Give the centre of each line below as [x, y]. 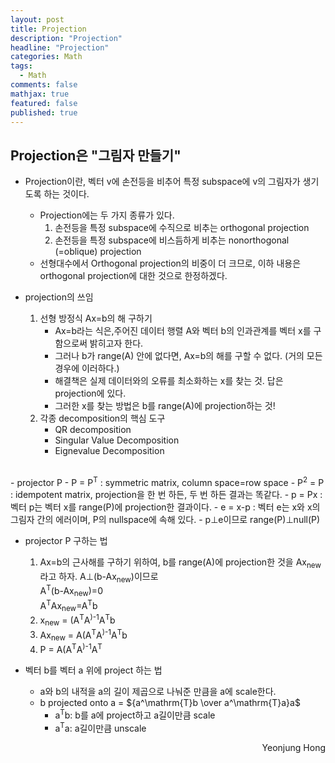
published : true [44, 112]
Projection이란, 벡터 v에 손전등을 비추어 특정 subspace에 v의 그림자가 [162, 182]
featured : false [44, 103]
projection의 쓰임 [59, 297]
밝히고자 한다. [116, 343]
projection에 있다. [90, 393]
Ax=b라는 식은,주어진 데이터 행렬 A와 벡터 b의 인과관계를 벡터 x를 [183, 331]
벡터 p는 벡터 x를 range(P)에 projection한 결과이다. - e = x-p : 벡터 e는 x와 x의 [165, 507]
